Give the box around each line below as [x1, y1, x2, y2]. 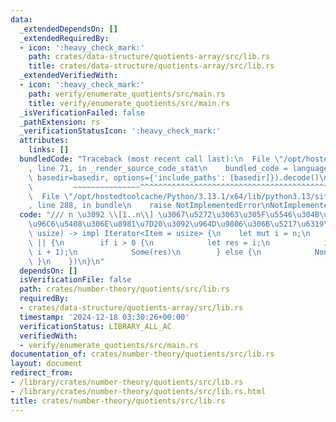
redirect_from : [10, 368, 74, 378]
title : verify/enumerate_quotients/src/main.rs [28, 98, 230, 108]
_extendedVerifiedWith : [19, 71, 118, 81]
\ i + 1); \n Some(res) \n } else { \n [28, 247, 262, 257]
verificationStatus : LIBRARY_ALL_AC [19, 321, 172, 331]
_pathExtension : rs [19, 117, 101, 127]
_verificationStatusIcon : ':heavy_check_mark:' [19, 126, 222, 136]
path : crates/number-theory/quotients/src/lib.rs [19, 284, 230, 295]
